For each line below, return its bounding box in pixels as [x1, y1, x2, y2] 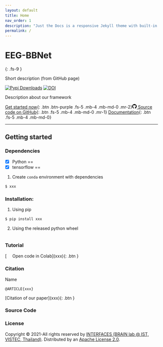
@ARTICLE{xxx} [5, 286, 34, 292]
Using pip [12, 207, 32, 213]
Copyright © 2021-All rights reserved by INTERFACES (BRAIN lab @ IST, [5, 331, 149, 337]
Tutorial [5, 241, 24, 248]
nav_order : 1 [5, 18, 32, 23]
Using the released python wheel [12, 225, 79, 231]
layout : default [5, 8, 38, 13]
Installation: [5, 195, 34, 202]
